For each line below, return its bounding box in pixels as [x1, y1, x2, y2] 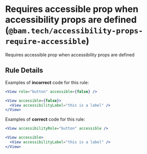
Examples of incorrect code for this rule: [5, 79, 89, 85]
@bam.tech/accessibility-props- [8, 26, 143, 36]
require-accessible [5, 37, 86, 46]
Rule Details [5, 66, 43, 75]
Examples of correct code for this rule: [5, 116, 85, 123]
